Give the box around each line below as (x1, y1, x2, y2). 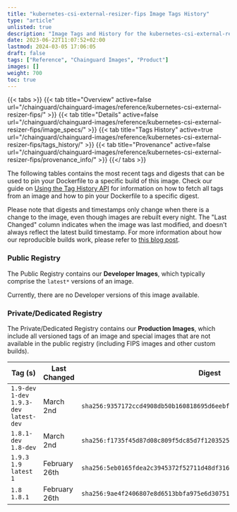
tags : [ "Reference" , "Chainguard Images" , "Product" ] (7, 57, 169, 64)
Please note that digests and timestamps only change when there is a (7, 206, 209, 214)
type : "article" (7, 17, 55, 24)
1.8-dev (11, 443, 37, 451)
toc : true (7, 76, 37, 83)
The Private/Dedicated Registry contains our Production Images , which (7, 324, 216, 332)
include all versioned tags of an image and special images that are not (7, 332, 211, 340)
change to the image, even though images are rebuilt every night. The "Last (7, 213, 227, 221)
